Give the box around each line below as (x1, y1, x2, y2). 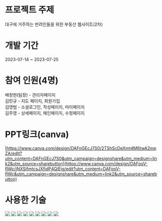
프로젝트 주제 (5, 4, 54, 16)
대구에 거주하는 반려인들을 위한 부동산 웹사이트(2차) (5, 21, 103, 27)
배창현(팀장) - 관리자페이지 (5, 92, 56, 97)
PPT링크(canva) (5, 129, 69, 140)
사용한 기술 (5, 194, 47, 205)
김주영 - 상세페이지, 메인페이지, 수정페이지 (5, 110, 85, 116)
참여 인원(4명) (5, 75, 59, 86)
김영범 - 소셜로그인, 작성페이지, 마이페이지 (5, 104, 85, 110)
